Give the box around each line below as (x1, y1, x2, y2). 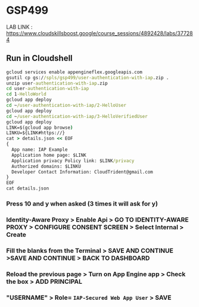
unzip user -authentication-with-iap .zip (6, 80, 108, 86)
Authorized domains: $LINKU (11, 163, 82, 169)
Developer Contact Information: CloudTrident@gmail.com (11, 169, 153, 175)
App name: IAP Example (11, 147, 68, 153)
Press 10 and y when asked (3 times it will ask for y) (6, 199, 158, 207)
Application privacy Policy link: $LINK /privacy (11, 157, 135, 164)
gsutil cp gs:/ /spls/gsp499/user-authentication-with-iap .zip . (6, 75, 169, 80)
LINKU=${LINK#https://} (6, 130, 66, 136)
